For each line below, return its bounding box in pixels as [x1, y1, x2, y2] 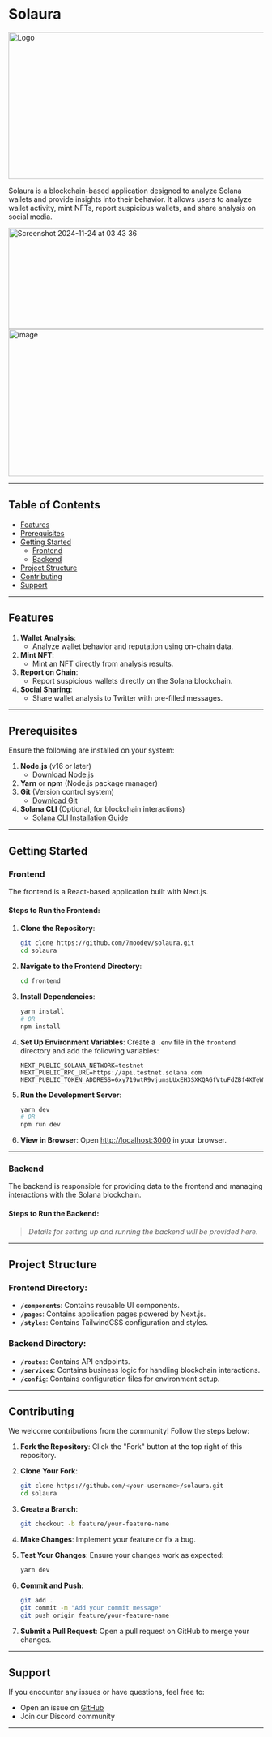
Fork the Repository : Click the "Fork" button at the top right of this [19, 1442, 243, 1452]
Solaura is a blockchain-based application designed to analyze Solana [8, 186, 242, 195]
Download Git [32, 796, 79, 805]
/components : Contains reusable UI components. [19, 1301, 181, 1310]
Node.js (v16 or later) [19, 761, 91, 771]
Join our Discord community [19, 1712, 116, 1722]
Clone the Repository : [19, 924, 96, 933]
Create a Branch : [19, 1504, 79, 1514]
